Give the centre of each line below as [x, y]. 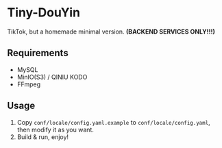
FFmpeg [29, 84]
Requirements [38, 53]
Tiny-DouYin [44, 13]
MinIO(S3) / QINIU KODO [52, 77]
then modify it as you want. [56, 129]
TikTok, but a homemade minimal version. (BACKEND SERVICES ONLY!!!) [111, 32]
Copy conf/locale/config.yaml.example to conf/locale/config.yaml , [113, 122]
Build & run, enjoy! [43, 137]
